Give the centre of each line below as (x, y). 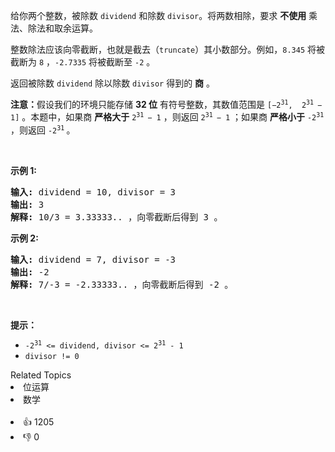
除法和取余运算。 (62, 28)
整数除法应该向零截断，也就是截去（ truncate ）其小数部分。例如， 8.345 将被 (168, 49)
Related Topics (41, 375)
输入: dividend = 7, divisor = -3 (93, 259)
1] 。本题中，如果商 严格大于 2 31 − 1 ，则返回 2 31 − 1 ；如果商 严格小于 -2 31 (167, 117)
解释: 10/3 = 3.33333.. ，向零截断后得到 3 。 (116, 217)
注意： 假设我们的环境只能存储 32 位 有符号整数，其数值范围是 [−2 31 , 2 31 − (166, 104)
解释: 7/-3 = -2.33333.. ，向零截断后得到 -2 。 (122, 284)
